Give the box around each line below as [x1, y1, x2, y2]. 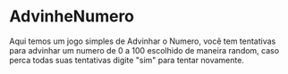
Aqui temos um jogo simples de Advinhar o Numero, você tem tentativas [9, 36, 276, 46]
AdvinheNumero [9, 6, 135, 27]
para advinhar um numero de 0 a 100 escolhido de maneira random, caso [9, 45, 280, 55]
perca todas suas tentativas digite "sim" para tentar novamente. [9, 54, 244, 65]
